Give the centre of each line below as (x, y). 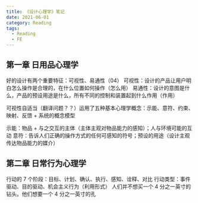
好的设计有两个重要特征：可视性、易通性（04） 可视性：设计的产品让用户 (96, 80)
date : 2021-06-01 (28, 17)
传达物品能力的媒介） (32, 143)
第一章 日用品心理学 (42, 65)
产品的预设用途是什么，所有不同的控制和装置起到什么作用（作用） (97, 95)
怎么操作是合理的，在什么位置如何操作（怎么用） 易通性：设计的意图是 (98, 88)
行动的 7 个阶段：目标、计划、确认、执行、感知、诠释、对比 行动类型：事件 (98, 179)
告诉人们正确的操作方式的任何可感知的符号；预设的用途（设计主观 (109, 135)
